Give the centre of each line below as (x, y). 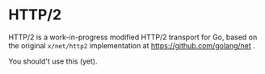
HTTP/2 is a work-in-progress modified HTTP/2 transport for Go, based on (133, 37)
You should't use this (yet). (53, 61)
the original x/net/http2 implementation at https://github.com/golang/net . (132, 45)
